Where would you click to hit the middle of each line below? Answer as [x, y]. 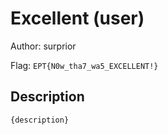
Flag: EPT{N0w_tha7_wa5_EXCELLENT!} [84, 65]
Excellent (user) [77, 18]
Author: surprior [43, 46]
